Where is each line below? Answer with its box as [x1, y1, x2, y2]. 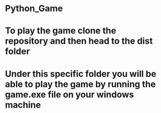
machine [5, 99, 41, 110]
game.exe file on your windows [5, 89, 134, 100]
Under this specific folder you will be [5, 68, 157, 79]
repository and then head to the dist [5, 36, 153, 47]
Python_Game [5, 3, 63, 14]
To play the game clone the [5, 25, 117, 37]
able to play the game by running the [5, 78, 156, 90]
